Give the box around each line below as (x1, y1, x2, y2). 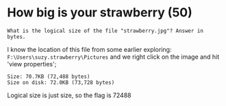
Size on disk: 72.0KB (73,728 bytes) (7, 79, 115, 86)
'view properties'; (7, 59, 57, 68)
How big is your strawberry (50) (7, 5, 193, 21)
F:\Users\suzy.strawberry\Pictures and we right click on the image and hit (7, 53, 220, 61)
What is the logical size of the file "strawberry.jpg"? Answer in (7, 27, 204, 34)
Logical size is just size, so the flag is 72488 (7, 91, 131, 99)
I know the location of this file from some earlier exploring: (7, 45, 172, 53)
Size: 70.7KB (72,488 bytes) (7, 73, 90, 80)
